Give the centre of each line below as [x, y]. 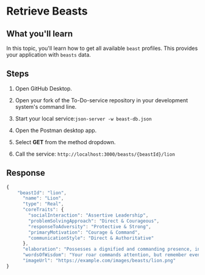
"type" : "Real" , [43, 204]
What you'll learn [40, 34]
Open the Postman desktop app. [56, 130]
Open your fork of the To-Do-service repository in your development [101, 100]
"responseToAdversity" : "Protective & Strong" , [90, 226]
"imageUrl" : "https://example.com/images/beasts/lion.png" [99, 260]
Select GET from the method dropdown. [65, 142]
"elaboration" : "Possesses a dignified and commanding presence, [107, 249]
